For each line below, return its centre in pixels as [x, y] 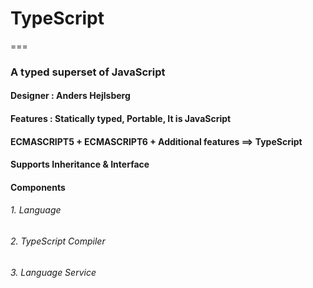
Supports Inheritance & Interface [80, 164]
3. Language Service [53, 272]
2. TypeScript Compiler [58, 241]
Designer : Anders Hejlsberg [70, 96]
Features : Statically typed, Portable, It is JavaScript [121, 119]
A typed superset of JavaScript [88, 72]
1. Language [36, 210]
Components [38, 187]
